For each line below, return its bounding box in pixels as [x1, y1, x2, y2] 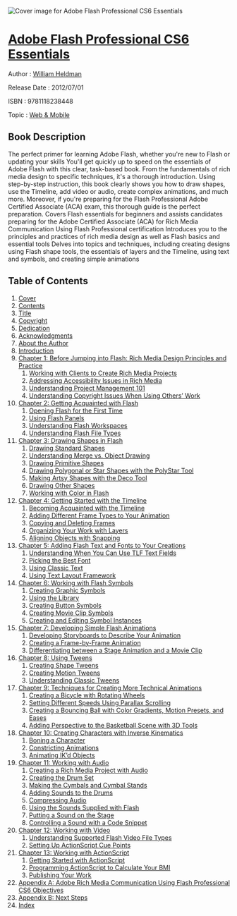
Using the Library [28, 593, 80, 602]
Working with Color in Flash [28, 489, 109, 497]
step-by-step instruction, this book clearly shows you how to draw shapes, [8, 180, 226, 188]
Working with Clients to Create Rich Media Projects [28, 369, 177, 377]
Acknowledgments [18, 331, 73, 340]
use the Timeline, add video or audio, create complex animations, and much [8, 187, 229, 195]
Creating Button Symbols [28, 601, 102, 609]
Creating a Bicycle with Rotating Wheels [28, 691, 145, 700]
